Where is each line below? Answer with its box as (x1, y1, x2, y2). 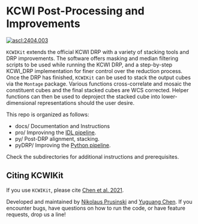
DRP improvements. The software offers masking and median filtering (6, 55, 179, 62)
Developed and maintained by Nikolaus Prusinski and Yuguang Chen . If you (6, 198, 193, 205)
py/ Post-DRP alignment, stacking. (14, 135, 100, 142)
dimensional (6, 99, 37, 106)
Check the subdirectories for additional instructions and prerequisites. (6, 153, 179, 160)
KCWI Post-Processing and (6, 4, 145, 18)
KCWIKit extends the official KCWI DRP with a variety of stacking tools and (6, 48, 190, 55)
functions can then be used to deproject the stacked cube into (6, 93, 161, 100)
